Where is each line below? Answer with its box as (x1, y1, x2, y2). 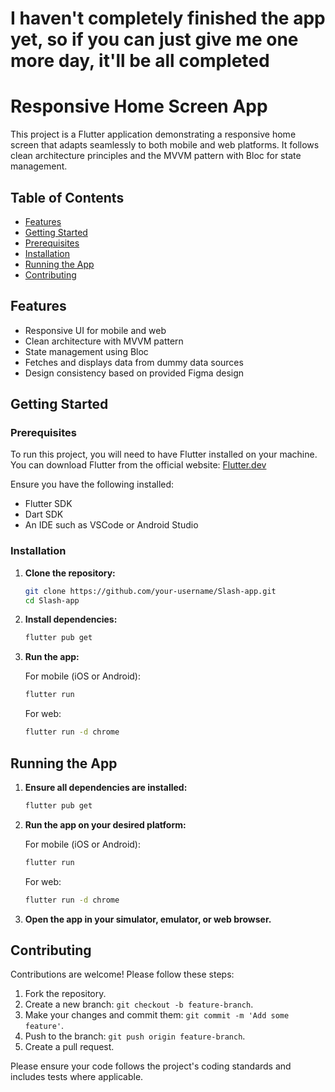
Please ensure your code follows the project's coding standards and (10, 1060, 292, 1072)
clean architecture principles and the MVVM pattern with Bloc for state (10, 150, 302, 162)
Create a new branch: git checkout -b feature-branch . (24, 998, 254, 1011)
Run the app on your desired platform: (24, 818, 187, 831)
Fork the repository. (24, 988, 107, 1000)
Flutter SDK (24, 498, 73, 510)
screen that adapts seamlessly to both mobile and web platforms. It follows (10, 139, 320, 151)
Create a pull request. (24, 1041, 115, 1053)
